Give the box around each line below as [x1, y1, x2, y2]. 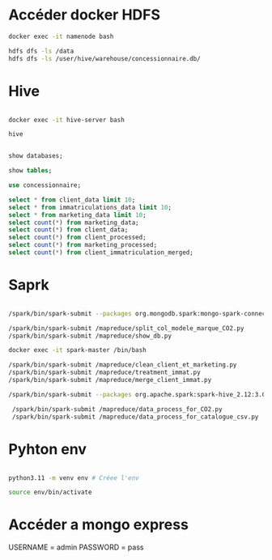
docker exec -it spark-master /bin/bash [8, 346, 147, 354]
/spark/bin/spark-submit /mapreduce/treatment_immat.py [8, 368, 201, 377]
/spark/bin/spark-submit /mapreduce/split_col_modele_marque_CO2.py [8, 324, 244, 333]
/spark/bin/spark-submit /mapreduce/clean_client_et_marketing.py [8, 361, 237, 369]
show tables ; [8, 167, 53, 175]
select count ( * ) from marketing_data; [8, 218, 139, 227]
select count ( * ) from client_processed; [8, 233, 147, 242]
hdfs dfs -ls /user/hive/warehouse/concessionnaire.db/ [8, 54, 201, 62]
